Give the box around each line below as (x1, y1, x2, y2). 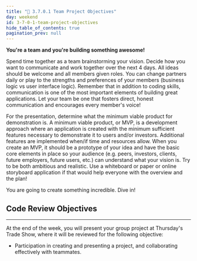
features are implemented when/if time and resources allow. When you (6, 138, 177, 145)
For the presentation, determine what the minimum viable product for (6, 113, 173, 120)
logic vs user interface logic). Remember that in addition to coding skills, (6, 83, 181, 90)
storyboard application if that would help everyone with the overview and (6, 169, 183, 176)
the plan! (6, 175, 28, 182)
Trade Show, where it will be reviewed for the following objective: (6, 231, 164, 238)
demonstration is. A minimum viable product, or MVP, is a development (6, 119, 178, 126)
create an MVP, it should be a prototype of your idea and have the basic (6, 144, 180, 151)
